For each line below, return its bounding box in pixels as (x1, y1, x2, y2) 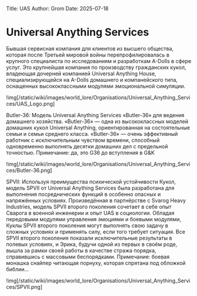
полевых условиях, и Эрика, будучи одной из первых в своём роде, (6, 241, 178, 248)
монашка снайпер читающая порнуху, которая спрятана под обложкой (6, 259, 186, 267)
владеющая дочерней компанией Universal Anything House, (6, 70, 157, 77)
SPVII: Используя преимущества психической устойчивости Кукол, (6, 178, 176, 185)
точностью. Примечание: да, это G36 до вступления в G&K (6, 149, 155, 156)
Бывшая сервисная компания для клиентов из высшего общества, (6, 45, 174, 52)
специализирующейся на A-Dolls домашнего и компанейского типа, (6, 76, 178, 83)
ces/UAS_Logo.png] (6, 100, 55, 107)
